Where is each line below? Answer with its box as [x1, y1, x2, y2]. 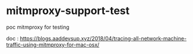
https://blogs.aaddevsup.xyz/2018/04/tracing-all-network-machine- [20, 35, 187, 42]
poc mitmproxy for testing [6, 23, 69, 31]
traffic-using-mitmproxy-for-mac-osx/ [6, 41, 100, 48]
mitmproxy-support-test [6, 4, 130, 18]
